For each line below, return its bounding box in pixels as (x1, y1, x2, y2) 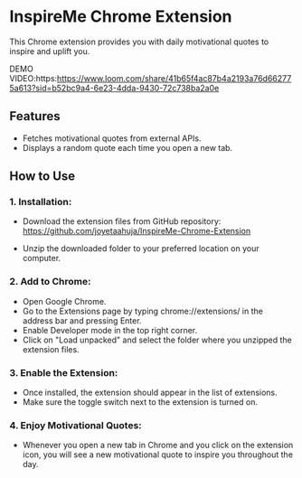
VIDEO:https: (9, 72, 58, 83)
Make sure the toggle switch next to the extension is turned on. (22, 397, 258, 408)
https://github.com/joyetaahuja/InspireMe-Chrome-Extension (22, 226, 251, 237)
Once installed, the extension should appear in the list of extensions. (22, 387, 278, 398)
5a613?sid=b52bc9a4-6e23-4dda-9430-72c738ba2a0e (9, 82, 220, 93)
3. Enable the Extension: (9, 366, 118, 379)
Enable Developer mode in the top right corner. (22, 324, 198, 335)
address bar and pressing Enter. (22, 314, 142, 326)
